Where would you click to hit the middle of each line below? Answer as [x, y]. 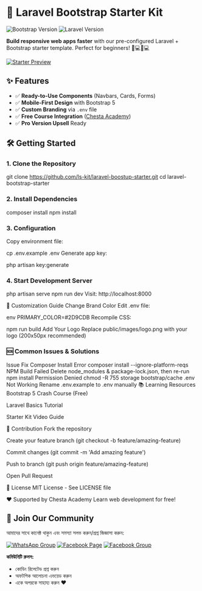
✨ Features [28, 81]
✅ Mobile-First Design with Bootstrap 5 [65, 102]
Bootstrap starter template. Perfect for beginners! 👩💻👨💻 [78, 47]
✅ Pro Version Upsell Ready [51, 123]
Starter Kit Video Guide [35, 416]
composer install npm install [42, 212]
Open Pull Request [30, 475]
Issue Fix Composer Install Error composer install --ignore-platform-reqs [97, 365]
